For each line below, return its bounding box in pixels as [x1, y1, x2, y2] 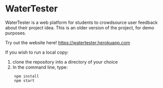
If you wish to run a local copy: [5, 49, 69, 55]
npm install [14, 74, 39, 79]
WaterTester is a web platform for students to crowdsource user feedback [5, 19, 158, 25]
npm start [14, 78, 35, 83]
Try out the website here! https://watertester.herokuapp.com [5, 39, 130, 45]
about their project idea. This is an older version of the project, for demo [5, 24, 154, 30]
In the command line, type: [12, 64, 68, 70]
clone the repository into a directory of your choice [12, 59, 118, 65]
